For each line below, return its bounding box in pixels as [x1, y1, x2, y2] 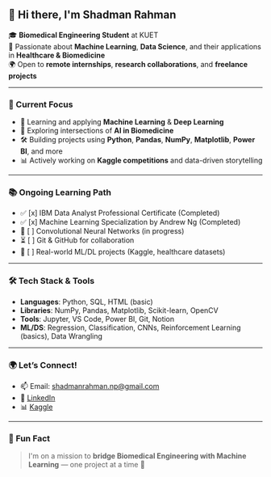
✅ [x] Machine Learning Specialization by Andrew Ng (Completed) [19, 217, 241, 227]
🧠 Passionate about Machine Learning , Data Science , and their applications [8, 41, 262, 51]
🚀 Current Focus [8, 99, 73, 110]
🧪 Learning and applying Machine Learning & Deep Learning [19, 117, 224, 127]
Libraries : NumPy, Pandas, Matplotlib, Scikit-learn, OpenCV [19, 305, 219, 315]
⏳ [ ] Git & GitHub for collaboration [19, 235, 135, 245]
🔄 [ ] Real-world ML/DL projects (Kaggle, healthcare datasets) [19, 247, 226, 257]
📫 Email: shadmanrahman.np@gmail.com [19, 382, 160, 390]
